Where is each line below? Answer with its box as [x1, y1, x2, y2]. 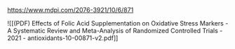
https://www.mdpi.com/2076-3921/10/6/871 [7, 6, 134, 14]
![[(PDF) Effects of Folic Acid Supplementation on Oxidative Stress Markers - [7, 19, 229, 27]
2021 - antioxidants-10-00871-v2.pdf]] [7, 34, 119, 42]
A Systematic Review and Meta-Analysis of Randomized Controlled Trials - [7, 27, 223, 35]
